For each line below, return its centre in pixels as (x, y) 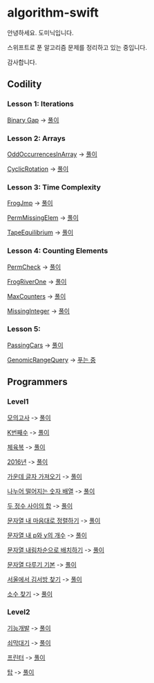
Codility (25, 84)
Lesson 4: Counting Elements (58, 251)
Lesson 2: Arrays (36, 138)
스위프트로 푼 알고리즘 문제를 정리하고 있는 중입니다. (77, 47)
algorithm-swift (53, 13)
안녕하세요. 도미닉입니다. (40, 32)
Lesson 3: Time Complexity (54, 187)
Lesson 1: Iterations (40, 104)
